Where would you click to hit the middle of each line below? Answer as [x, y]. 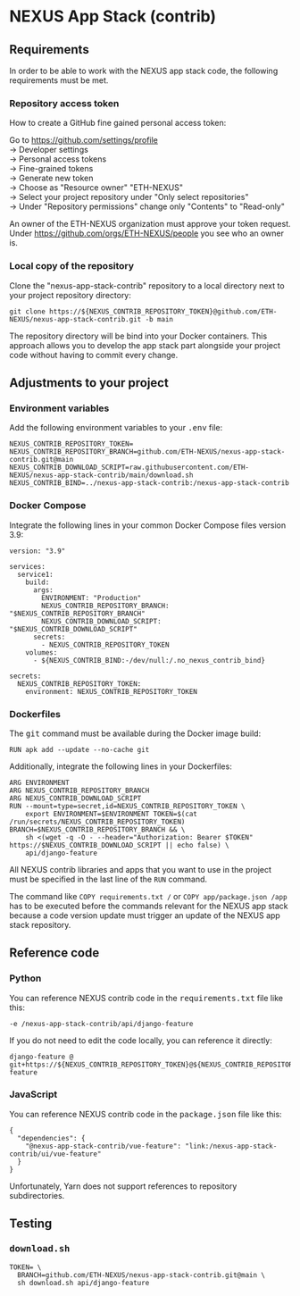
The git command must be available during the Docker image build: [135, 733]
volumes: [42, 652]
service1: [35, 574]
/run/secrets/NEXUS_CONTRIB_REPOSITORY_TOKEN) [97, 822]
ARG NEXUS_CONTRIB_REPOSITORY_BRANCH [79, 790]
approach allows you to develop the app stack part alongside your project [145, 345]
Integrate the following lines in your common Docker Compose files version [148, 525]
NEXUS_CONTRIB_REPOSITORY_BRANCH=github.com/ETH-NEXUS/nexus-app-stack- [147, 452]
